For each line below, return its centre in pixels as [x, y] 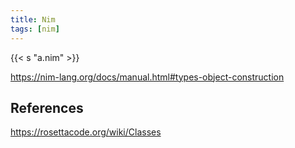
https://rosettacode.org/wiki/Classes [86, 132]
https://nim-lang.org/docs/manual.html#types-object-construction [147, 77]
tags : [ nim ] [35, 29]
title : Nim [33, 19]
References [47, 107]
